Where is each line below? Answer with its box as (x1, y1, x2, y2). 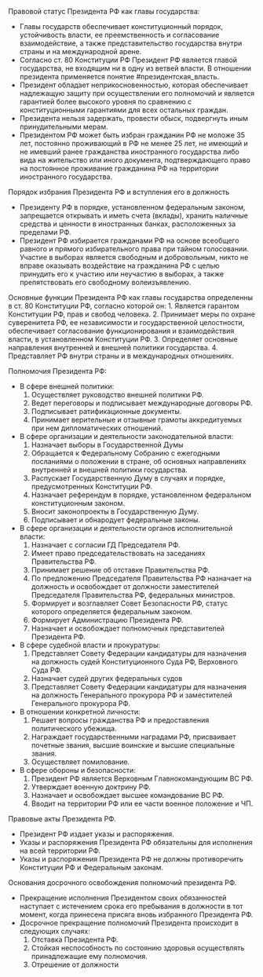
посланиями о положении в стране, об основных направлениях (31, 457, 247, 466)
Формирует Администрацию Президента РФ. (31, 616, 184, 624)
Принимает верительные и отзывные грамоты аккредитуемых (31, 415, 243, 424)
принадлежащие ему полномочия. (31, 952, 148, 961)
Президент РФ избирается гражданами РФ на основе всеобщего (19, 236, 239, 245)
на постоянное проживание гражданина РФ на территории (19, 164, 219, 173)
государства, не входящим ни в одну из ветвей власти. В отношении (19, 64, 252, 73)
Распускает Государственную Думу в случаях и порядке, (31, 474, 225, 482)
